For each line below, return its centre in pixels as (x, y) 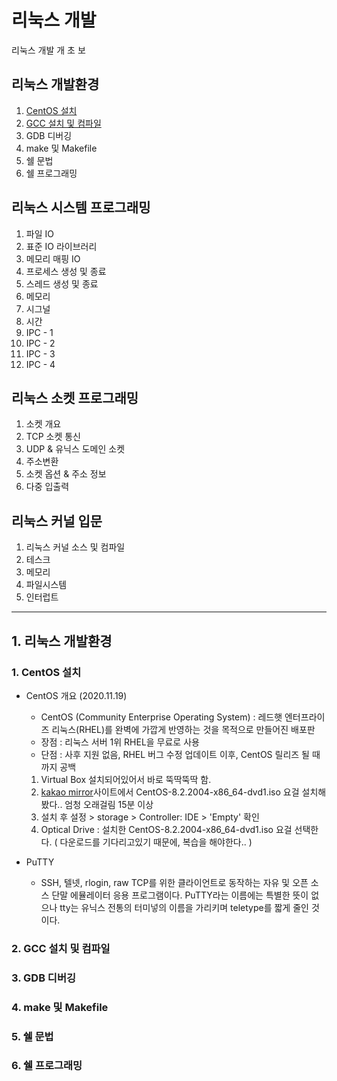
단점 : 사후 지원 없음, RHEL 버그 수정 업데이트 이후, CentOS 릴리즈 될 (175, 754)
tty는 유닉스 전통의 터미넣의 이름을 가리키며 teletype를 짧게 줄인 (184, 907)
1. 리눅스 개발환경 (62, 641)
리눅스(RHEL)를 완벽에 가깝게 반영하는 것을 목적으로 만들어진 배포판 (183, 729)
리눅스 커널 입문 (57, 521)
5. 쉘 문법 (32, 1036)
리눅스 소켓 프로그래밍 (75, 397)
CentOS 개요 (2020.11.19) (76, 695)
